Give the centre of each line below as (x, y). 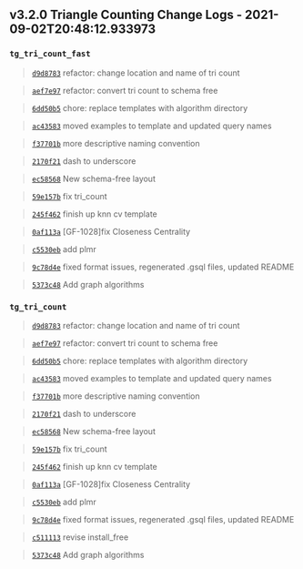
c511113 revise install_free (80, 537)
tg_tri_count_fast (50, 54)
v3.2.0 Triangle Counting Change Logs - (126, 15)
